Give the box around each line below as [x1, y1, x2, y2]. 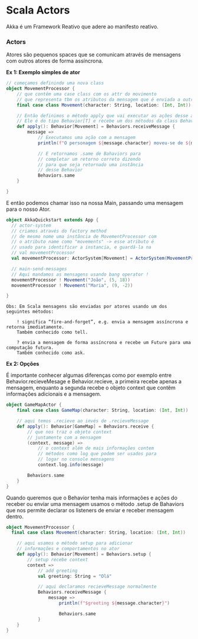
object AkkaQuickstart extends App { [6, 217, 99, 223]
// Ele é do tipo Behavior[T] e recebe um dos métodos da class [16, 118, 178, 124]
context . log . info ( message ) [37, 462, 104, 468]
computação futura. [6, 345, 54, 351]
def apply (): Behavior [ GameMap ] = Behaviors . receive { [16, 423, 154, 429]
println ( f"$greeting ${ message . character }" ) [58, 600, 170, 607]
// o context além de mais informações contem [37, 445, 154, 451]
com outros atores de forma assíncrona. [6, 57, 104, 65]
